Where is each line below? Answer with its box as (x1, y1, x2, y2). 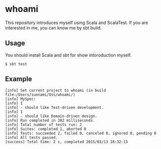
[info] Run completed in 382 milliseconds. (5, 118, 95, 123)
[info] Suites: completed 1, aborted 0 (5, 126, 87, 131)
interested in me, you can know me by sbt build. (5, 25, 102, 30)
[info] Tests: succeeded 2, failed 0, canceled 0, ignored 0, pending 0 (5, 131, 157, 136)
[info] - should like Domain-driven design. (5, 114, 97, 119)
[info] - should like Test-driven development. (5, 105, 104, 110)
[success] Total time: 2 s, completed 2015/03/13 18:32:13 (5, 139, 128, 144)
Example (5, 75, 32, 83)
